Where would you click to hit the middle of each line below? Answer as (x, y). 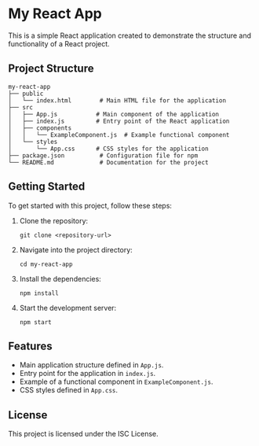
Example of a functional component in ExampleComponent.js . (116, 381)
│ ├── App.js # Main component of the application (114, 114)
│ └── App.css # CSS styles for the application (109, 149)
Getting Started (47, 187)
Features (30, 346)
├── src (21, 107)
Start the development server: (68, 308)
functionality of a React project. (59, 43)
